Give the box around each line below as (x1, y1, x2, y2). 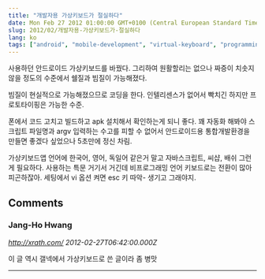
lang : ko (8, 33, 37, 42)
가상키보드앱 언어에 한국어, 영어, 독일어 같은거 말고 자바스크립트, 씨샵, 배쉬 (8, 153, 237, 162)
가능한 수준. (48, 100, 84, 110)
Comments (8, 196, 64, 210)
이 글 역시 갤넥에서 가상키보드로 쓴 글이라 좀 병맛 (8, 254, 158, 263)
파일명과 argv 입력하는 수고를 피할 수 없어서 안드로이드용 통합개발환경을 (28, 127, 250, 136)
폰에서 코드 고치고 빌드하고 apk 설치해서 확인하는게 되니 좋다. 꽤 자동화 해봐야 (8, 117, 247, 126)
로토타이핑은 (8, 100, 47, 110)
